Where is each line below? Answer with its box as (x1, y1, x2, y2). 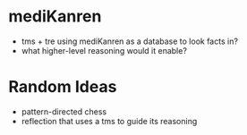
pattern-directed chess (21, 105, 107, 117)
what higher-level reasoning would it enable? (21, 45, 187, 55)
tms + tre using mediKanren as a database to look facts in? (21, 36, 239, 46)
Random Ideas (8, 77, 117, 97)
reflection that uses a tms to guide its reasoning (21, 115, 198, 126)
